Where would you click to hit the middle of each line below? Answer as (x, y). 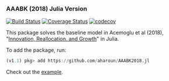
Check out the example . (35, 72)
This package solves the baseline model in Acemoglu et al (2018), (85, 33)
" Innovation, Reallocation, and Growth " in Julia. (63, 39)
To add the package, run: (36, 50)
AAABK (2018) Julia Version (47, 9)
